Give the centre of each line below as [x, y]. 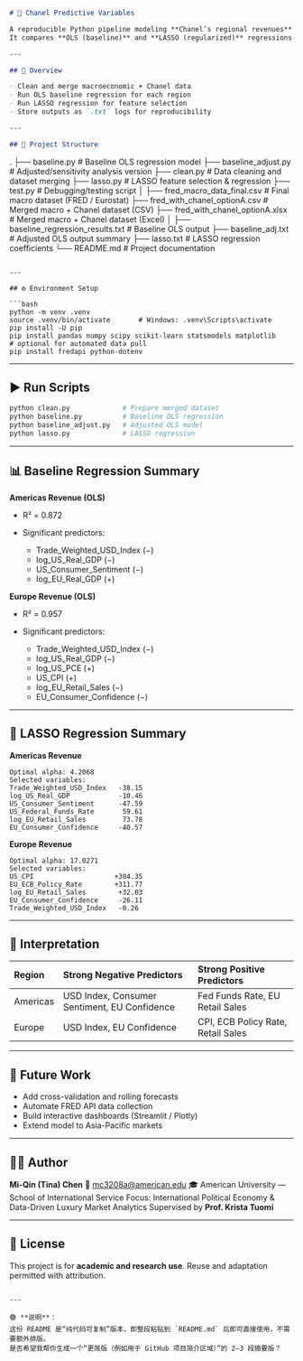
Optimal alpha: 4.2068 [52, 772]
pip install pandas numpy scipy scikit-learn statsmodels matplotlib [143, 336]
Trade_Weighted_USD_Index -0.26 [74, 908]
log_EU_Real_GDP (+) [75, 579]
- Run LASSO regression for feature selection [98, 104]
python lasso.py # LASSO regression [102, 433]
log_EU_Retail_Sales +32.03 [76, 892]
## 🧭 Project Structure [54, 144]
